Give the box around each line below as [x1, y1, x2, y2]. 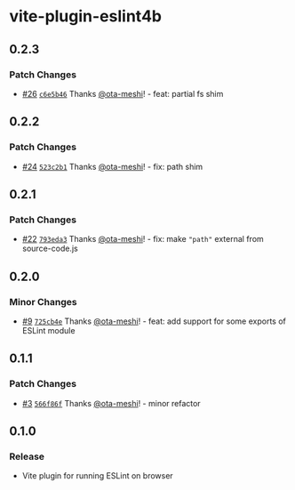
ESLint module [21, 325, 76, 335]
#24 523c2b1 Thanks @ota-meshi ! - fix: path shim [21, 161, 203, 172]
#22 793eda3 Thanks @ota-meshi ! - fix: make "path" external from [21, 234, 264, 245]
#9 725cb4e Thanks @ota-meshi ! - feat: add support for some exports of [21, 316, 286, 326]
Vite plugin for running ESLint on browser [21, 470, 173, 481]
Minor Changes [9, 295, 77, 308]
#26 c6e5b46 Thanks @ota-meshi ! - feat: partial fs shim [21, 88, 224, 99]
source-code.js [21, 243, 78, 254]
